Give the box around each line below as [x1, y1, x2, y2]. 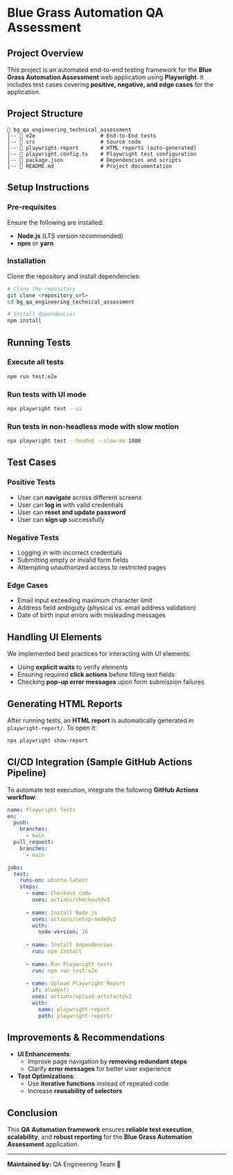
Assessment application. [7, 1140, 80, 1149]
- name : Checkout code [25, 890, 92, 897]
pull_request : [13, 838, 54, 846]
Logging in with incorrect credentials [17, 548, 123, 557]
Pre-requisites [7, 203, 57, 212]
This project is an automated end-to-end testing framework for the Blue [7, 66, 213, 74]
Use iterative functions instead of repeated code [27, 1079, 169, 1088]
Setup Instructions [7, 182, 89, 194]
